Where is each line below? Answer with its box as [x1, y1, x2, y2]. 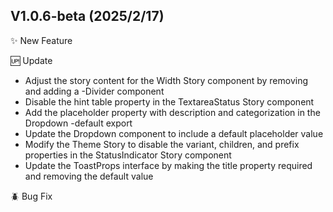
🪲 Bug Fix [10, 190, 53, 202]
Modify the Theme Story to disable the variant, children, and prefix [24, 138, 300, 150]
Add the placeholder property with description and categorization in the [24, 106, 321, 118]
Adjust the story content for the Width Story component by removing [24, 74, 309, 86]
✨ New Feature [10, 34, 73, 46]
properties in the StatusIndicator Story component [24, 149, 232, 161]
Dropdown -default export [24, 117, 133, 129]
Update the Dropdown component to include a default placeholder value [24, 127, 324, 139]
